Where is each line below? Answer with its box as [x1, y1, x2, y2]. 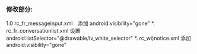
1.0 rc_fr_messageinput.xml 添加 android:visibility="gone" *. [6, 20, 155, 27]
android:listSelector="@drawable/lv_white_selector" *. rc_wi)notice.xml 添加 [6, 34, 192, 42]
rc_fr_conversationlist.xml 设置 [6, 27, 81, 34]
